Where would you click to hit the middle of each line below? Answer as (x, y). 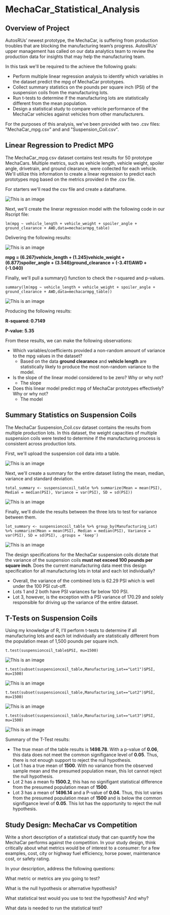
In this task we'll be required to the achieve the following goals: (71, 66)
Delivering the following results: (38, 237)
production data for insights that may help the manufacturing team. (75, 56)
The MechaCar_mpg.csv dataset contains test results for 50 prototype (79, 158)
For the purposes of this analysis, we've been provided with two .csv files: (83, 124)
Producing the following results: (39, 311)
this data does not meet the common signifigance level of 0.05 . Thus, (86, 755)
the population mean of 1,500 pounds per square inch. (62, 641)
